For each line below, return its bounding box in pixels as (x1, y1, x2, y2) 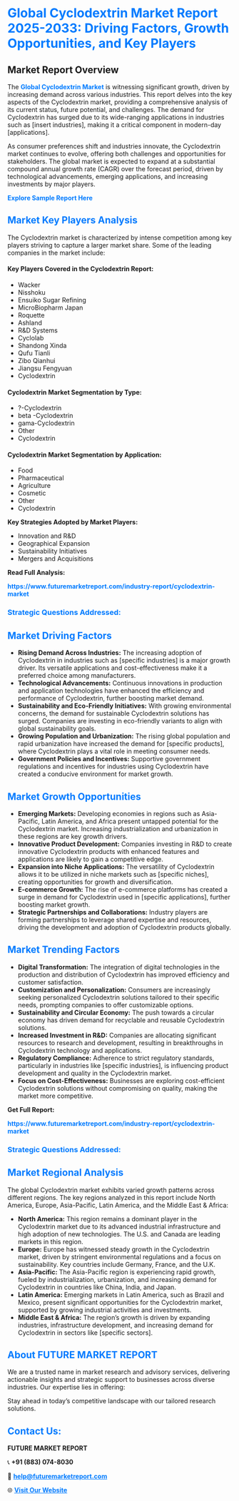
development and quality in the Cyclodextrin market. (17, 1069, 173, 1077)
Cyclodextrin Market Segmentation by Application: (7, 450, 162, 459)
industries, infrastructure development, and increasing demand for (17, 1321, 214, 1329)
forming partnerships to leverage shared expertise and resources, (17, 915, 212, 924)
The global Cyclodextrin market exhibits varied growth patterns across (7, 1186, 215, 1194)
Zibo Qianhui (17, 357, 56, 365)
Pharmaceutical (17, 474, 64, 482)
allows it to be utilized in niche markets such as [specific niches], (17, 870, 209, 878)
